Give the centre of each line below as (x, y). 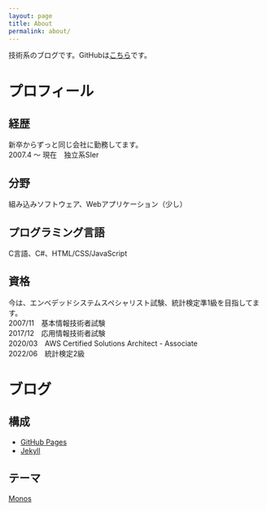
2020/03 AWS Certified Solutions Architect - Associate (103, 343)
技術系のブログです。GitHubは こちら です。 (80, 55)
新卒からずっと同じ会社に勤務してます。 (76, 145)
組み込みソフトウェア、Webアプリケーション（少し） (98, 204)
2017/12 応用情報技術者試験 (57, 333)
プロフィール (51, 91)
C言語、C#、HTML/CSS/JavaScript (68, 253)
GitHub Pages (44, 442)
